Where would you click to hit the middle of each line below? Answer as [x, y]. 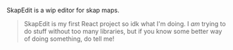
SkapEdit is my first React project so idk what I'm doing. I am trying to [125, 24]
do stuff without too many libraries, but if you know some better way [123, 31]
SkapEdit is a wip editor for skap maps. [63, 10]
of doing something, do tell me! [69, 39]
